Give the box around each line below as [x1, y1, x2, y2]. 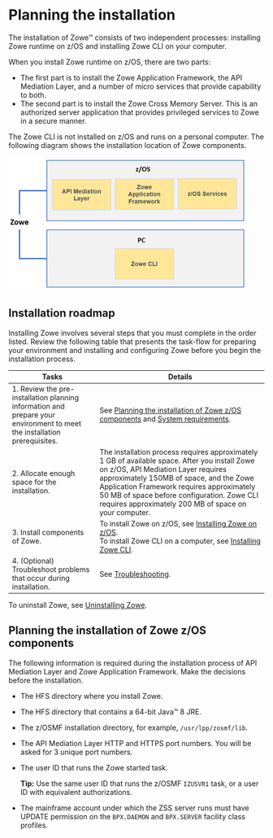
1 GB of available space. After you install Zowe [99, 456, 255, 465]
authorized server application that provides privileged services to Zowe [19, 107, 260, 117]
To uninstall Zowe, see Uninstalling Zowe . [8, 600, 148, 609]
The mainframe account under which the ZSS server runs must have [19, 803, 249, 813]
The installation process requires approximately [99, 447, 258, 456]
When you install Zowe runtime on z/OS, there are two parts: [8, 57, 211, 67]
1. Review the [11, 384, 58, 394]
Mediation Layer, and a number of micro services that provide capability [19, 81, 262, 91]
